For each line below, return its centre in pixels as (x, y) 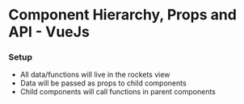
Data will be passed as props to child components (103, 83)
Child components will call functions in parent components (118, 92)
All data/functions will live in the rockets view (95, 75)
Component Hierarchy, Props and (122, 15)
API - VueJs (49, 32)
